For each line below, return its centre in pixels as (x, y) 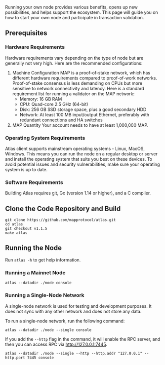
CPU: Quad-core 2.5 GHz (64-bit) (54, 104)
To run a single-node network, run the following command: (65, 321)
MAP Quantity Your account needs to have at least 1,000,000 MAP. (80, 125)
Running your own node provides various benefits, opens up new (71, 7)
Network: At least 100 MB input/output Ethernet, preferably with (84, 114)
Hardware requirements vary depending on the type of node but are (74, 58)
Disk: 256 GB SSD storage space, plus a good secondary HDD (83, 109)
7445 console (41, 358)
